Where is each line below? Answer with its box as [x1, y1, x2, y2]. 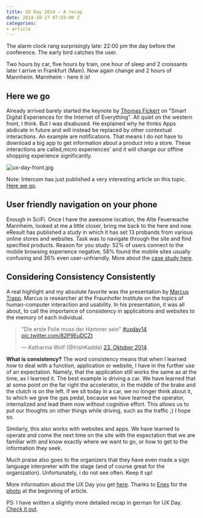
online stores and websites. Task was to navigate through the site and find [6, 234, 192, 242]
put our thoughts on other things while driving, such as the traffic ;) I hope [6, 407, 191, 414]
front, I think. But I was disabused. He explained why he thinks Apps [6, 120, 176, 127]
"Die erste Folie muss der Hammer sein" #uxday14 [21, 325, 147, 333]
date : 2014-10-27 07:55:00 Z [6, 15, 80, 21]
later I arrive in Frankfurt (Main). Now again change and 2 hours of [6, 67, 172, 75]
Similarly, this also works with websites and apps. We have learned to [6, 425, 180, 432]
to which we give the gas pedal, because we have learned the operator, [6, 394, 185, 401]
